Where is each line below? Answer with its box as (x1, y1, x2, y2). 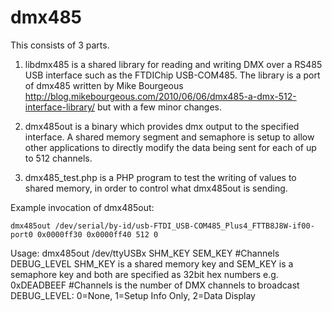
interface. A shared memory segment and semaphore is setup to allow (24, 131, 315, 143)
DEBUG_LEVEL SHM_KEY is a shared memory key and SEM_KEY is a (10, 257, 294, 270)
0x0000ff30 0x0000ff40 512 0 (36, 229, 159, 240)
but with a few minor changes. (97, 101, 223, 113)
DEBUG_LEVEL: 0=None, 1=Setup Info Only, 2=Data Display (10, 289, 256, 301)
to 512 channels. (24, 152, 93, 164)
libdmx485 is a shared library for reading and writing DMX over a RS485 (24, 58, 323, 70)
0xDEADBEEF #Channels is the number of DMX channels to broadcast (10, 279, 300, 291)
